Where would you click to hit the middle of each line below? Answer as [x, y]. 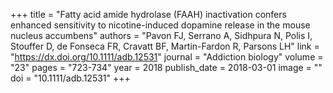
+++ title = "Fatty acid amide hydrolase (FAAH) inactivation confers [148, 14]
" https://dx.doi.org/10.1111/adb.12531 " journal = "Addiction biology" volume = [167, 57]
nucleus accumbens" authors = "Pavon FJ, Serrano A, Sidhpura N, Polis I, [161, 35]
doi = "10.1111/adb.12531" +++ [70, 78]
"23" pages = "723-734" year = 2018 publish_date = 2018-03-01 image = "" [166, 67]
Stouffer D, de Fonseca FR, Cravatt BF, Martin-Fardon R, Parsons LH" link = [165, 46]
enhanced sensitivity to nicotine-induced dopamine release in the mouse [160, 25]
